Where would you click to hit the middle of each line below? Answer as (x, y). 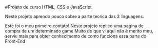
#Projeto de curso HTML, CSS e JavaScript (48, 7)
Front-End (15, 41)
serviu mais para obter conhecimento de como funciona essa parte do (76, 36)
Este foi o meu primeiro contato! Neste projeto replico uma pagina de (74, 26)
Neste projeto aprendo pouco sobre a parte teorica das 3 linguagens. (75, 16)
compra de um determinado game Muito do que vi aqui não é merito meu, (79, 31)
